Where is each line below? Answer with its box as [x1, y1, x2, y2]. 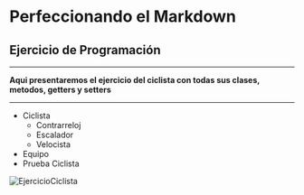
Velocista [35, 139, 71, 150]
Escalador [35, 129, 74, 140]
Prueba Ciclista [22, 158, 80, 169]
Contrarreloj [35, 120, 81, 130]
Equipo [22, 149, 50, 159]
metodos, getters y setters [9, 84, 111, 95]
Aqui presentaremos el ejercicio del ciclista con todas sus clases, [9, 75, 261, 85]
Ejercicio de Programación [9, 42, 161, 58]
